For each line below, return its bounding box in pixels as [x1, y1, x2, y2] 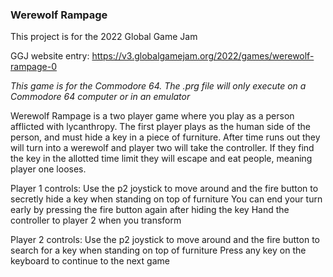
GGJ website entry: [10, 50, 90, 62]
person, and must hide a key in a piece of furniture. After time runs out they [10, 131, 321, 143]
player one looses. [10, 163, 87, 175]
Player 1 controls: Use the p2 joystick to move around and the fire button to [10, 183, 319, 195]
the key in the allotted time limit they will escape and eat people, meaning [10, 153, 313, 165]
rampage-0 [10, 61, 57, 73]
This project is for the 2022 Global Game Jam [10, 31, 198, 43]
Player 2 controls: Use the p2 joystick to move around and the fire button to [10, 234, 320, 246]
